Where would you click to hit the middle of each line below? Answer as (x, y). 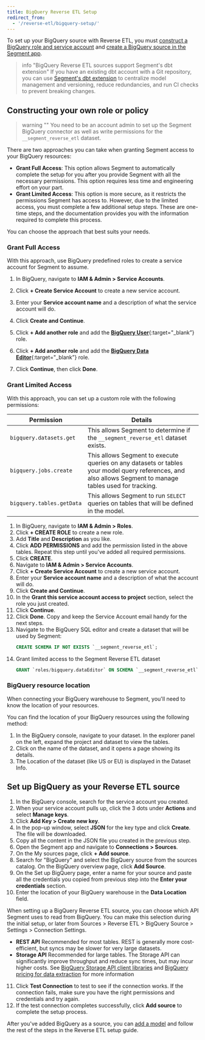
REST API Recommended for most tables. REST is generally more (98, 941)
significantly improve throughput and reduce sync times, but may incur (104, 961)
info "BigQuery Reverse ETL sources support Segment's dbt (97, 65)
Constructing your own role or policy (78, 110)
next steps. (30, 623)
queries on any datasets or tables (135, 462)
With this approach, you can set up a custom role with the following (91, 398)
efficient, (27, 948)
